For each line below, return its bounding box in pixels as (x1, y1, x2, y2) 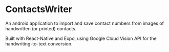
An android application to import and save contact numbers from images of (5, 20, 164, 26)
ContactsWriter (5, 4, 73, 15)
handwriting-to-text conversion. (5, 40, 73, 46)
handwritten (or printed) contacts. (5, 25, 77, 31)
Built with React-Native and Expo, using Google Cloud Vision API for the (5, 35, 157, 41)
